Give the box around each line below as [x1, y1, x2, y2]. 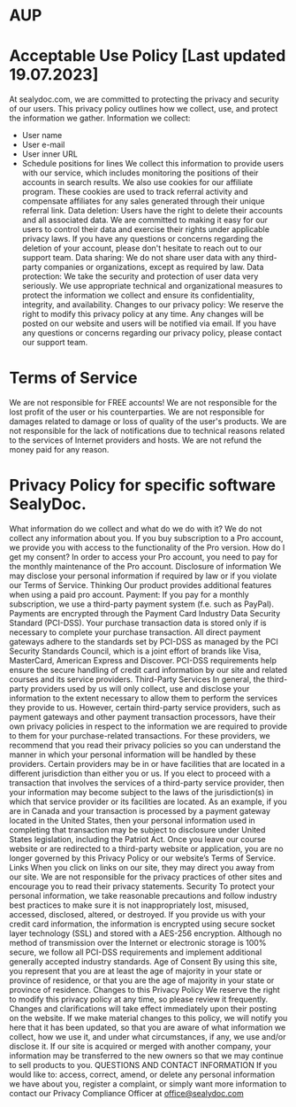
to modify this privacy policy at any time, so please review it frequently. [9, 994, 269, 1004]
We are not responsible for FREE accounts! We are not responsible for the [9, 398, 277, 408]
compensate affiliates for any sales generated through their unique [21, 196, 265, 206]
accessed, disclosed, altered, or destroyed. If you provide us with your [9, 910, 266, 919]
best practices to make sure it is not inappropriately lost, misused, [9, 900, 249, 910]
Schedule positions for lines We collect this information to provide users [21, 159, 285, 169]
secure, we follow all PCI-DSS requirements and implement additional [9, 947, 262, 957]
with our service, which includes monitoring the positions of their [21, 167, 259, 178]
